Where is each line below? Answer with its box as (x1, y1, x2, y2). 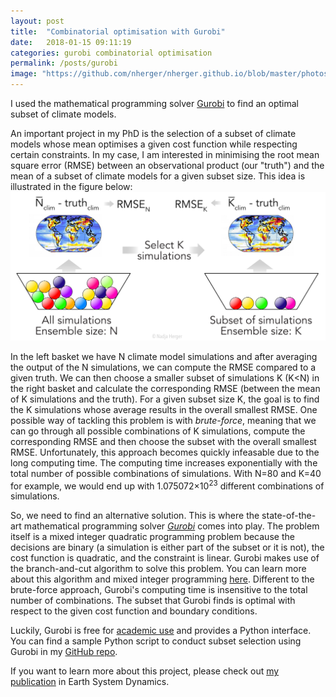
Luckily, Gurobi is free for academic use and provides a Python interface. (10, 625, 312, 637)
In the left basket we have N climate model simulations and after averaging (10, 350, 318, 362)
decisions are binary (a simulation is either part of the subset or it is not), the (10, 541, 325, 554)
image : (10, 69, 38, 79)
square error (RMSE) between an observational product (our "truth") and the (10, 160, 325, 171)
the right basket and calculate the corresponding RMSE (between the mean (10, 382, 321, 394)
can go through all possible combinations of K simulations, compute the (10, 425, 306, 437)
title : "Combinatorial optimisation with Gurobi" (10, 26, 226, 37)
